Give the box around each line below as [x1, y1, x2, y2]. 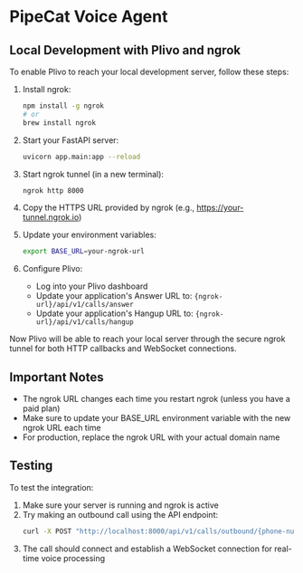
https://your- [196, 202, 244, 214]
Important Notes [9, 369, 104, 385]
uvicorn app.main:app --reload [22, 152, 141, 161]
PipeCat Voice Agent [9, 6, 168, 27]
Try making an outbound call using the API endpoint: [22, 509, 219, 520]
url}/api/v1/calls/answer [35, 301, 134, 310]
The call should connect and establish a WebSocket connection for [22, 543, 273, 554]
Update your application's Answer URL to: [35, 291, 193, 301]
